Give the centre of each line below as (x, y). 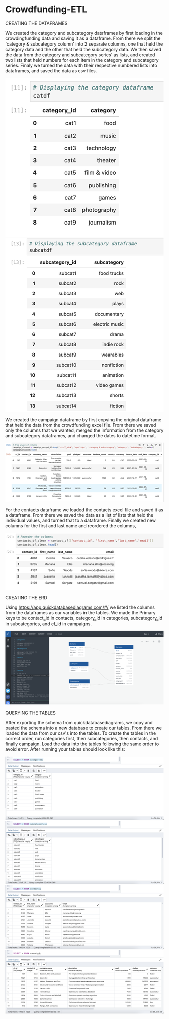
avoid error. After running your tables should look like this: (65, 749)
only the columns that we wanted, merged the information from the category (84, 430)
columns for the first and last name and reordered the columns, (71, 526)
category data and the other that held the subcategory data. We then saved (83, 49)
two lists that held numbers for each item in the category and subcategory (82, 60)
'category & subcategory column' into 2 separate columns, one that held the (84, 43)
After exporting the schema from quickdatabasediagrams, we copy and (79, 722)
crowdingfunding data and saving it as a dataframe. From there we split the (83, 38)
